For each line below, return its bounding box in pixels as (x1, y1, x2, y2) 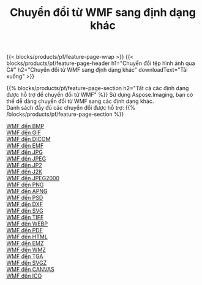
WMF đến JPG (6, 148, 43, 156)
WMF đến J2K (6, 168, 43, 175)
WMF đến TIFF (6, 214, 44, 221)
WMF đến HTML (6, 233, 48, 241)
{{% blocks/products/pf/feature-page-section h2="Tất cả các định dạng (6, 85, 189, 92)
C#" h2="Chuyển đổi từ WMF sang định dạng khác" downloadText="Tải (6, 66, 188, 74)
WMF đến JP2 (6, 162, 43, 169)
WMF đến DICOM (6, 135, 51, 143)
